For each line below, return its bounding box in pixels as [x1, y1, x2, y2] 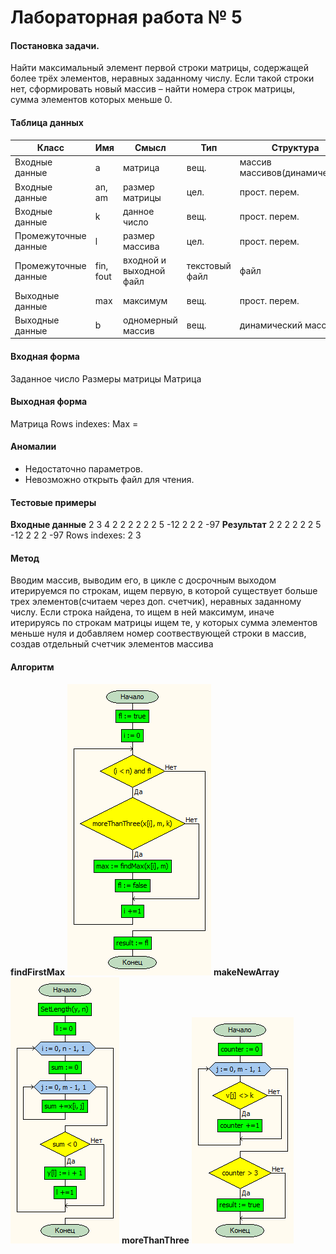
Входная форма [10, 350, 80, 362]
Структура [271, 142, 320, 154]
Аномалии [10, 441, 57, 453]
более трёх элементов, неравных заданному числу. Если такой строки [10, 72, 315, 85]
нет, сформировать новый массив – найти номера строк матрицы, [10, 83, 296, 95]
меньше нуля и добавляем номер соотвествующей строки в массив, [10, 627, 307, 640]
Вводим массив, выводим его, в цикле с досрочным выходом [10, 574, 277, 586]
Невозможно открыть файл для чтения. [24, 473, 195, 485]
